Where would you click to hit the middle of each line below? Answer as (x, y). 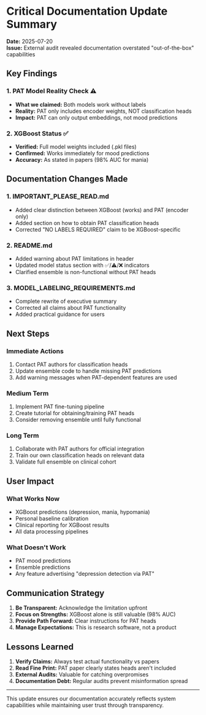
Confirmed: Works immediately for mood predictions (82, 153)
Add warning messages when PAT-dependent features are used (96, 377)
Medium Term (28, 393)
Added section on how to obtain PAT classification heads (87, 223)
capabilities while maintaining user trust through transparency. (85, 705)
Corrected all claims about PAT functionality (71, 308)
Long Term (23, 435)
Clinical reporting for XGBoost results (62, 525)
